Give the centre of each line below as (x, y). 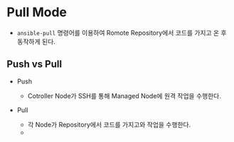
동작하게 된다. (36, 41)
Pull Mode (37, 12)
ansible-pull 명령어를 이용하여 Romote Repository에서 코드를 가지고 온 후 (122, 32)
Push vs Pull (34, 64)
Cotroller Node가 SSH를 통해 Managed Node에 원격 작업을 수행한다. (124, 95)
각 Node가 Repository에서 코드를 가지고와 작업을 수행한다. (109, 124)
